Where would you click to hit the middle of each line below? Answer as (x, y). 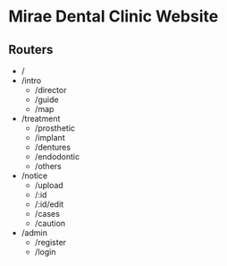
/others (48, 166)
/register (50, 242)
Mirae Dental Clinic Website (113, 17)
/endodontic (57, 157)
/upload (49, 185)
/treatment (41, 119)
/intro (31, 81)
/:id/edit (49, 204)
